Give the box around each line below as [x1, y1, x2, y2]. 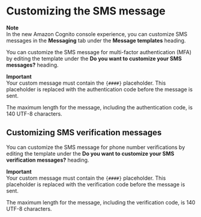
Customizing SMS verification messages [6, 127, 162, 138]
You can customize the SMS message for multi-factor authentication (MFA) [6, 48, 192, 55]
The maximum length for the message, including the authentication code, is [6, 103, 193, 111]
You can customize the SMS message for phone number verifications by [6, 143, 185, 151]
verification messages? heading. [6, 156, 89, 164]
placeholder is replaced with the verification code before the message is [6, 180, 185, 188]
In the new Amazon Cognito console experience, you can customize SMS [6, 30, 188, 37]
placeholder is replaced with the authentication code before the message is [6, 85, 193, 93]
